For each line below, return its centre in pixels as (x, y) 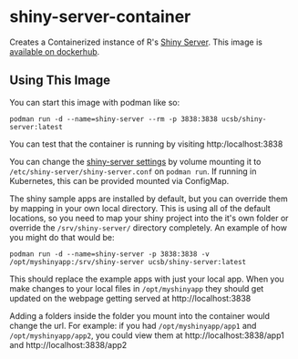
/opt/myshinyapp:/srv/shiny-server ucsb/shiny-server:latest (128, 262)
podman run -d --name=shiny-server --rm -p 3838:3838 (114, 119)
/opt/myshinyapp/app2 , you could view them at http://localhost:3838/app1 (147, 335)
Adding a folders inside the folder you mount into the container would (140, 315)
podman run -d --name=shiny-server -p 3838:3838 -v (109, 254)
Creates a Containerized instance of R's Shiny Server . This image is (136, 42)
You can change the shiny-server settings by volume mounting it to (135, 161)
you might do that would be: (62, 237)
